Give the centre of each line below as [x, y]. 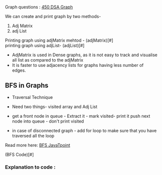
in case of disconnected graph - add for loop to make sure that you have [84, 130]
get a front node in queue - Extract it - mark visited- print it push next [81, 116]
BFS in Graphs [27, 86]
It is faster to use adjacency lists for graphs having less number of [78, 65]
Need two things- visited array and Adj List [55, 107]
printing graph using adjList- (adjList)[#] [45, 45]
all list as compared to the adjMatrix [48, 60]
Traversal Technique [32, 97]
